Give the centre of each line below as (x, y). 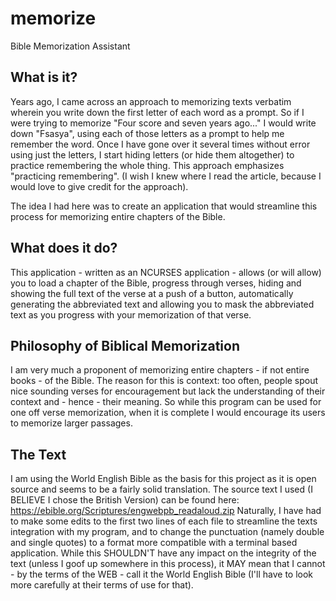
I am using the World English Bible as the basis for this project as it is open (163, 479)
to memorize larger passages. (71, 423)
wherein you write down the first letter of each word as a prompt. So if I (157, 112)
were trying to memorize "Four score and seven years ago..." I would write (163, 123)
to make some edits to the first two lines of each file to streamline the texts (164, 521)
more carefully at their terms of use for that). (102, 585)
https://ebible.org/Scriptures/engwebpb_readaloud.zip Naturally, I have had (166, 511)
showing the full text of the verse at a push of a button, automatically (152, 293)
